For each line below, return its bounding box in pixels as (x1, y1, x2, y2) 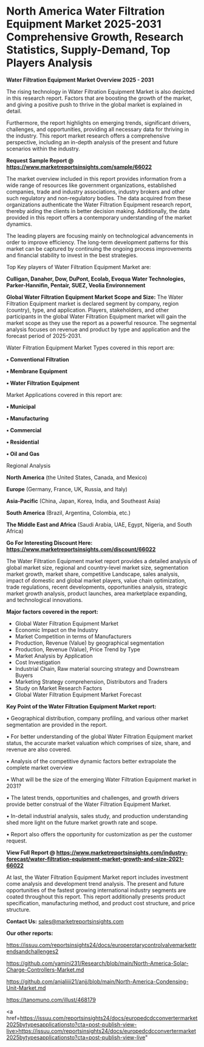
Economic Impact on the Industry (15, 626, 98, 634)
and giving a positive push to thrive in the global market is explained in (6, 100, 182, 108)
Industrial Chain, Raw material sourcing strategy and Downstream (15, 665, 179, 672)
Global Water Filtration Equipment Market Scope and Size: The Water (6, 293, 183, 301)
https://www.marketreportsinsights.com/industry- (56, 849, 188, 856)
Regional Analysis (6, 461, 51, 469)
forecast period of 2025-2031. (6, 332, 82, 339)
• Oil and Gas (6, 450, 40, 457)
